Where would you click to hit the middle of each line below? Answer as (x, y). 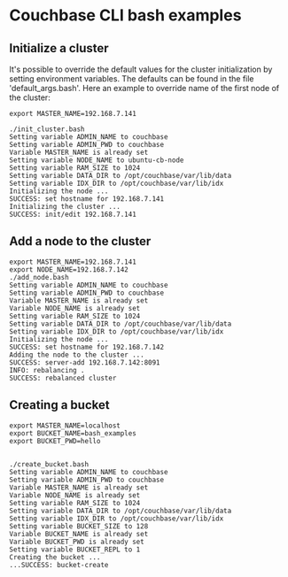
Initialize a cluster (59, 48)
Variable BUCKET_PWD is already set (77, 542)
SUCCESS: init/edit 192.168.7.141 (73, 214)
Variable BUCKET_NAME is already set (79, 534)
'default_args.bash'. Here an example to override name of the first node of (144, 88)
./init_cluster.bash (47, 129)
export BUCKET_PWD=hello (55, 441)
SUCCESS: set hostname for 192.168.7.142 (87, 347)
